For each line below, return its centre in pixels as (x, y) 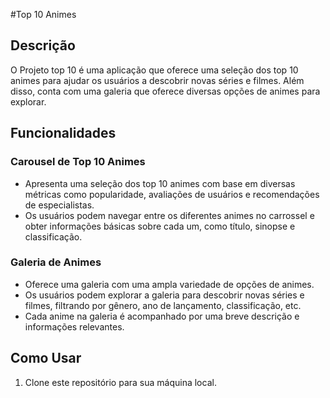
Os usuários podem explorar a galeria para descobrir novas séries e (164, 295)
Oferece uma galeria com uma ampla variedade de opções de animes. (169, 284)
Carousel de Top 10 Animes (78, 162)
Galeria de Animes (56, 262)
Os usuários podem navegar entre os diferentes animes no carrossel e (169, 215)
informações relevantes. (74, 326)
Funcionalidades (63, 133)
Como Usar (46, 358)
